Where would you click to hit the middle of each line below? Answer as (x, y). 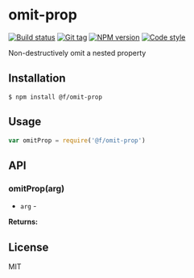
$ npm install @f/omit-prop (56, 97)
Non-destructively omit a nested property (77, 53)
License (29, 247)
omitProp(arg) (37, 188)
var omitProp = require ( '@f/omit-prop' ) (77, 140)
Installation (37, 78)
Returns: (23, 222)
